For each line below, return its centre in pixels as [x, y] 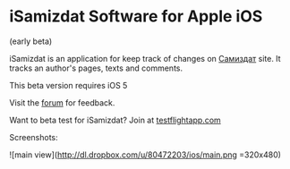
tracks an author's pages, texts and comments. [96, 68]
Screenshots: [34, 137]
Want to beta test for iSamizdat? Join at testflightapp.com [115, 120]
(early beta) [31, 41]
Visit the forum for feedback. [62, 102]
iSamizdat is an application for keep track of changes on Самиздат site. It [145, 58]
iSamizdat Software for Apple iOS [136, 17]
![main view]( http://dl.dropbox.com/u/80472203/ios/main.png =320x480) [145, 155]
